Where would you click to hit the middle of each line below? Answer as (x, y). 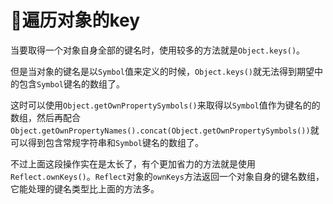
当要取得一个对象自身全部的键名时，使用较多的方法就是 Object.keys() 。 (158, 50)
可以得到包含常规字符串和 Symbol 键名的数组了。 (107, 142)
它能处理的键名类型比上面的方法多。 (85, 188)
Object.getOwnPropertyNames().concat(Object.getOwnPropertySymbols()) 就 (165, 130)
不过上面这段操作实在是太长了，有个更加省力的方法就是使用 (133, 163)
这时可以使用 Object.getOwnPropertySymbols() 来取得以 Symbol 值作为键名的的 (165, 105)
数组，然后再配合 (45, 117)
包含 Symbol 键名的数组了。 (71, 83)
